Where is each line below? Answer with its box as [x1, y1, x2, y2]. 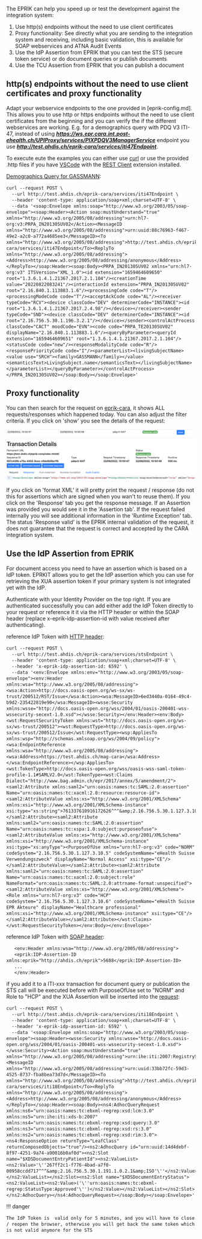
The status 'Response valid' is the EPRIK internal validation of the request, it [6, 518, 194, 525]
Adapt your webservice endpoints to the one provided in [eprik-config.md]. [6, 104, 192, 111]
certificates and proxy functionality [6, 89, 142, 99]
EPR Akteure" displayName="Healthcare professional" [6, 904, 141, 911]
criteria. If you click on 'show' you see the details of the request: [6, 417, 165, 424]
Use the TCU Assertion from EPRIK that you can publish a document [14, 61, 185, 69]
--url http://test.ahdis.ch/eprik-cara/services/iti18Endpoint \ [11, 1011, 179, 1017]
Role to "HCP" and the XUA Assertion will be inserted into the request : [6, 993, 180, 1000]
